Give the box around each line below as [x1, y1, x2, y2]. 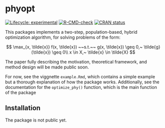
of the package [5, 89, 36, 95]
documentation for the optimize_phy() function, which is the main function [5, 84, 157, 90]
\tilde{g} [143, 44, 161, 50]
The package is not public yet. [5, 117, 67, 123]
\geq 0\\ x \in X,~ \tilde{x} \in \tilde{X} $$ [52, 49, 135, 55]
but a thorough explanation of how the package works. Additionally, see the [5, 79, 160, 85]
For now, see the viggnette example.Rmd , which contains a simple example [5, 73, 155, 79]
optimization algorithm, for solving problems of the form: [5, 34, 120, 40]
